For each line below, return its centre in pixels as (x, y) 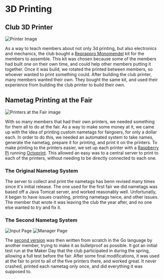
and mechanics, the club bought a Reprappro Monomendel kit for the (75, 53)
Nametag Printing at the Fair (49, 100)
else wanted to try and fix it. (33, 207)
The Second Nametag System (41, 220)
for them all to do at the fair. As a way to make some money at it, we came (80, 127)
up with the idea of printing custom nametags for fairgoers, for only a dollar (81, 132)
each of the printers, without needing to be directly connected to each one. (81, 158)
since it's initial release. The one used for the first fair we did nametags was (81, 187)
